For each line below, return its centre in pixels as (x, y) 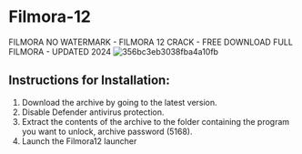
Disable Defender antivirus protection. (93, 112)
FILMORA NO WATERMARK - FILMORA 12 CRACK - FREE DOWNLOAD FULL (151, 42)
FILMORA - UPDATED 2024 (60, 51)
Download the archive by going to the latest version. (119, 102)
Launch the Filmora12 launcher (79, 141)
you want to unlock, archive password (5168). (107, 131)
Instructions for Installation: (89, 81)
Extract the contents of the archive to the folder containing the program (156, 121)
